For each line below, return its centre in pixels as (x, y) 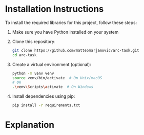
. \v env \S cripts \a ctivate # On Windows (53, 87)
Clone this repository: (34, 41)
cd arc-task (24, 55)
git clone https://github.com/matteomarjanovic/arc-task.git (76, 50)
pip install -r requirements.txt (46, 105)
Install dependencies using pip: (43, 96)
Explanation (30, 125)
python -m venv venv (33, 73)
